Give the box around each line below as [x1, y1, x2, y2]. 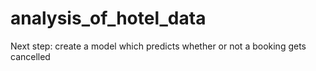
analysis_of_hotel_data [10, 7, 207, 30]
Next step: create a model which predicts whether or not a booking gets [10, 40, 307, 52]
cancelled [10, 50, 51, 62]
